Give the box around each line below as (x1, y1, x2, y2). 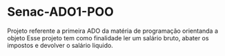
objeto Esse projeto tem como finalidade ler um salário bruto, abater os (7, 33, 209, 42)
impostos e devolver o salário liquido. (7, 41, 114, 49)
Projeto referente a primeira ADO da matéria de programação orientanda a (7, 27, 219, 35)
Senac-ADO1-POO (7, 4, 114, 20)
